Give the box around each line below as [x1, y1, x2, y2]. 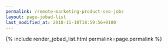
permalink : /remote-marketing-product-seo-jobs [5, 8, 125, 15]
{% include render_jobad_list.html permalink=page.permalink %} [5, 36, 163, 43]
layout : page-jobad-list [5, 14, 66, 20]
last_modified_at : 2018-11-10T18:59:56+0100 [5, 19, 116, 25]
